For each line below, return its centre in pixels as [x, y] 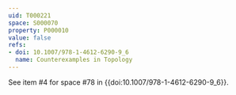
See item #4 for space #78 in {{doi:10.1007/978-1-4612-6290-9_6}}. [119, 82]
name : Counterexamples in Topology [74, 60]
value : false [30, 38]
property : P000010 [38, 30]
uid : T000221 [30, 15]
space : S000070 [33, 23]
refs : [17, 45]
